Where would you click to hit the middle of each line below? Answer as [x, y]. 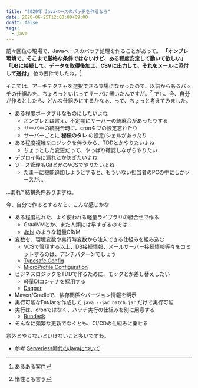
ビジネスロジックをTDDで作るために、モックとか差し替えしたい [92, 274]
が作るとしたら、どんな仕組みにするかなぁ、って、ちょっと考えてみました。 [99, 101]
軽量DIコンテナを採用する [55, 281]
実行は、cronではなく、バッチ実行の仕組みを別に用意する [85, 310]
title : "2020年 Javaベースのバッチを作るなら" [58, 11]
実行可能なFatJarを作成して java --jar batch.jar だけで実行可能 [94, 302]
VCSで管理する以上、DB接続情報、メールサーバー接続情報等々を [102, 247]
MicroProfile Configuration [56, 267]
